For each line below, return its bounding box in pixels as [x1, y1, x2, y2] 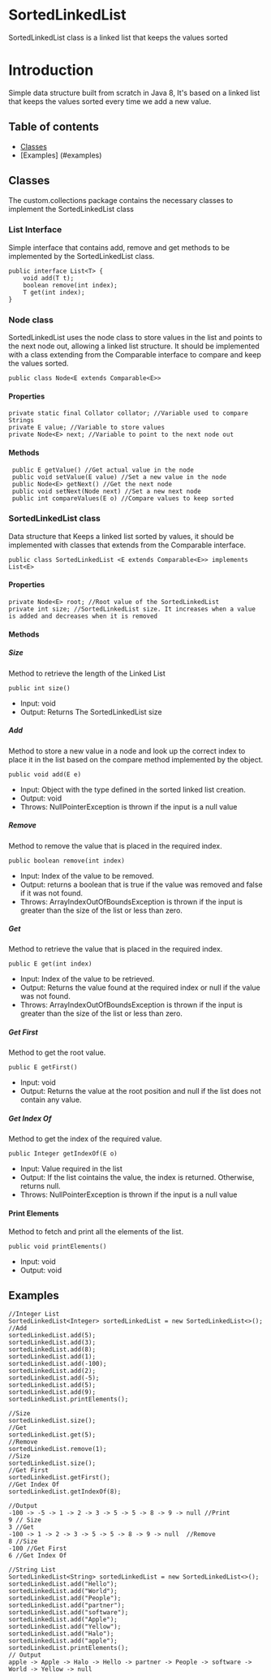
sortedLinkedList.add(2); [8, 1367, 96, 1376]
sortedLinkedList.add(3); [8, 1338, 96, 1347]
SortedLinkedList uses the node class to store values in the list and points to [8, 333, 263, 343]
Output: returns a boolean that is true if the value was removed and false [19, 879, 263, 889]
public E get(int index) [8, 960, 92, 968]
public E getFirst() [8, 1064, 79, 1072]
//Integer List [8, 1310, 60, 1319]
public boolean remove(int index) [8, 857, 126, 865]
